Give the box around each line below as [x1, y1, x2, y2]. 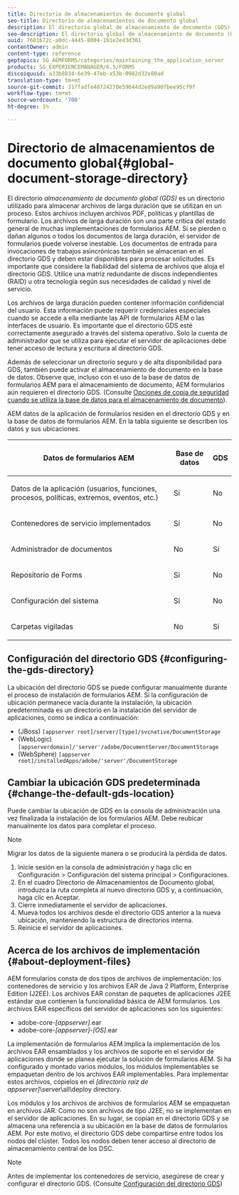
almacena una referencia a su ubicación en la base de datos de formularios [7, 1122, 228, 1130]
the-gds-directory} [7, 664, 95, 677]
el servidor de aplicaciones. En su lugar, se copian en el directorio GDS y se [7, 1114, 229, 1122]
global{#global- [79, 155, 175, 172]
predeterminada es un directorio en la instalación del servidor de [7, 706, 197, 714]
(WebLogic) [17, 734, 52, 743]
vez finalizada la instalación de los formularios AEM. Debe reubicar [7, 814, 203, 823]
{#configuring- [159, 653, 228, 665]
